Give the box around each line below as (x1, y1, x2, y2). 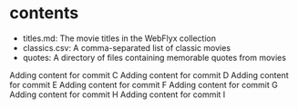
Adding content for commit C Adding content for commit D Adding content (9, 69, 289, 80)
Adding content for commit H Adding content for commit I (9, 89, 226, 100)
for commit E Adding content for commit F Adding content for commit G (9, 79, 278, 90)
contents (9, 3, 79, 24)
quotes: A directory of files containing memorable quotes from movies (22, 52, 287, 63)
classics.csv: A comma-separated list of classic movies (22, 42, 231, 53)
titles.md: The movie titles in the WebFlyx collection (22, 33, 217, 44)
